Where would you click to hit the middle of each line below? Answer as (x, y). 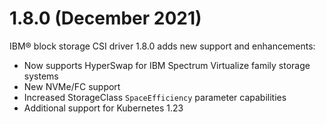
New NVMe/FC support (72, 86)
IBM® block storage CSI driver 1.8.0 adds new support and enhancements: (162, 46)
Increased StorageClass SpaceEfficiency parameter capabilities (155, 97)
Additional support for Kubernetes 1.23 (103, 108)
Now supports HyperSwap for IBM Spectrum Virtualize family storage (167, 65)
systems (41, 76)
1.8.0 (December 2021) (105, 18)
